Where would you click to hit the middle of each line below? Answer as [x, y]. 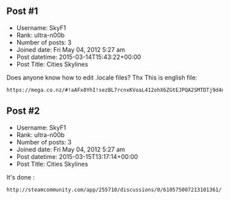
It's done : [21, 177]
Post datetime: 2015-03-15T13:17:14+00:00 [77, 156]
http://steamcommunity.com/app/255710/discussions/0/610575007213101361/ [114, 190]
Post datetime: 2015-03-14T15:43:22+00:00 [79, 57]
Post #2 [23, 111]
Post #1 [22, 11]
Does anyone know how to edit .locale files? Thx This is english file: [102, 77]
